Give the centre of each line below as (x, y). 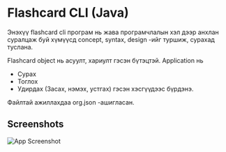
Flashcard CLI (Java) (68, 13)
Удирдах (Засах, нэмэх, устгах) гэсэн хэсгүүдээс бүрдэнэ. (105, 89)
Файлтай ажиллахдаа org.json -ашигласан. (71, 102)
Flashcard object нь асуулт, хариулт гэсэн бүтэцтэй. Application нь (105, 60)
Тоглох (28, 81)
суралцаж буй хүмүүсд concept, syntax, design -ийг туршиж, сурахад (111, 39)
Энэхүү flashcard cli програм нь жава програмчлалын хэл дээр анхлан (113, 32)
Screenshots (36, 124)
